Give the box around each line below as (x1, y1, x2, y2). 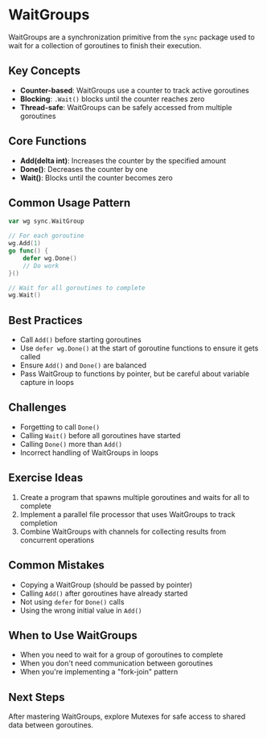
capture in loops (19, 378, 75, 387)
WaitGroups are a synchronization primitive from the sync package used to (8, 32, 255, 42)
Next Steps (8, 690, 65, 704)
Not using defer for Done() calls (19, 597, 125, 606)
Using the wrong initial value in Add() (19, 605, 142, 615)
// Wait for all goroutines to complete (8, 284, 146, 292)
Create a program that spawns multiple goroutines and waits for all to (19, 492, 250, 502)
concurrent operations (19, 535, 95, 544)
